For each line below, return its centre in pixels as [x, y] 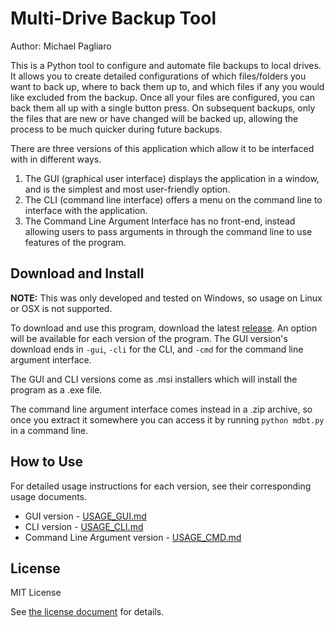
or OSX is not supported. [61, 308]
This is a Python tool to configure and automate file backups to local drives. [166, 65]
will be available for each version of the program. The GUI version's [149, 338]
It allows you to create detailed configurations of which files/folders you [158, 76]
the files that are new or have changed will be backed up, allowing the [154, 118]
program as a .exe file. [56, 389]
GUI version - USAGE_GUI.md [85, 516]
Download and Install [77, 273]
